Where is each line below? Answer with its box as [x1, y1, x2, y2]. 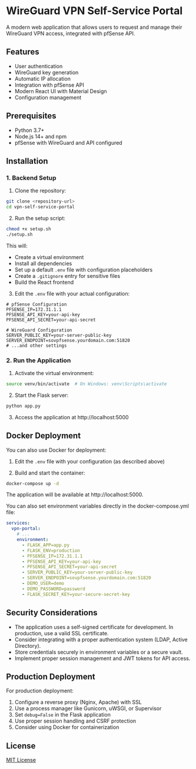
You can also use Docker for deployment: [6, 446, 107, 453]
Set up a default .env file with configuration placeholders [14, 266, 153, 273]
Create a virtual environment [14, 253, 84, 260]
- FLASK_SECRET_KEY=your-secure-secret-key [21, 591, 131, 597]
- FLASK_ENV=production [21, 548, 81, 553]
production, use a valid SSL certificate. [14, 629, 109, 637]
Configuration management [14, 94, 82, 101]
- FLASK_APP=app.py [21, 542, 69, 548]
